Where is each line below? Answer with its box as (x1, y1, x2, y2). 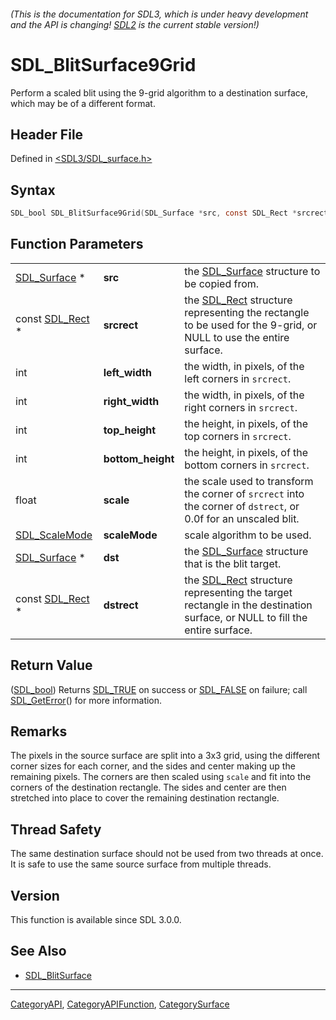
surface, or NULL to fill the (184, 610, 308, 624)
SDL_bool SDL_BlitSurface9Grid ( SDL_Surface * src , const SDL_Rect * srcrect (10, 208, 329, 219)
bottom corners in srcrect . (184, 458, 310, 472)
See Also (10, 943, 67, 960)
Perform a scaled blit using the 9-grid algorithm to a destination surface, (10, 86, 308, 99)
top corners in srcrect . (184, 429, 292, 443)
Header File (10, 126, 84, 143)
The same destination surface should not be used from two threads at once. (10, 848, 324, 860)
